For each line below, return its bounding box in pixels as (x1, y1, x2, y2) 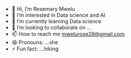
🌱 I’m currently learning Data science (11, 18, 102, 24)
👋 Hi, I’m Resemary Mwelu (11, 6, 75, 12)
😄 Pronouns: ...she (11, 39, 59, 46)
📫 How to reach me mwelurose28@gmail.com (11, 31, 125, 37)
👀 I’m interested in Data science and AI (11, 12, 106, 19)
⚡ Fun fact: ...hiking (11, 45, 59, 52)
